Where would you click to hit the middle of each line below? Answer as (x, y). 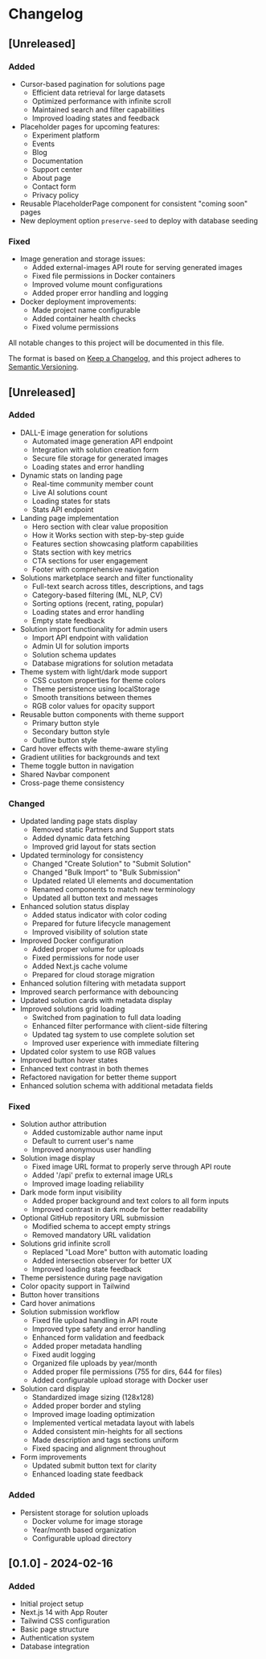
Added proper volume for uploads (88, 949)
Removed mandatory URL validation (91, 1235)
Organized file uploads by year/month (94, 1363)
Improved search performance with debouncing (99, 992)
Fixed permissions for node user (86, 958)
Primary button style (65, 723)
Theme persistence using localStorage (96, 689)
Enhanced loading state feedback (88, 1474)
